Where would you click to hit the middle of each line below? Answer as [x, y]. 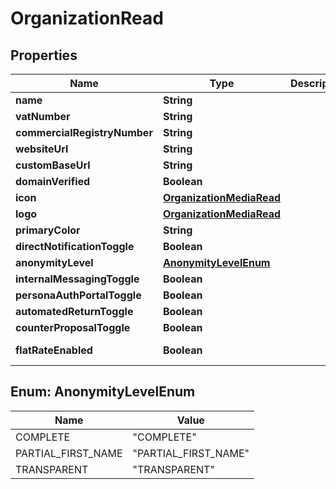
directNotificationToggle [75, 246]
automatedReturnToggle [74, 311]
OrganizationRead [87, 18]
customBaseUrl [53, 165]
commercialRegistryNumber [84, 132]
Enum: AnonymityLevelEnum [103, 392]
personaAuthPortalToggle [78, 295]
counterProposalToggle [73, 327]
